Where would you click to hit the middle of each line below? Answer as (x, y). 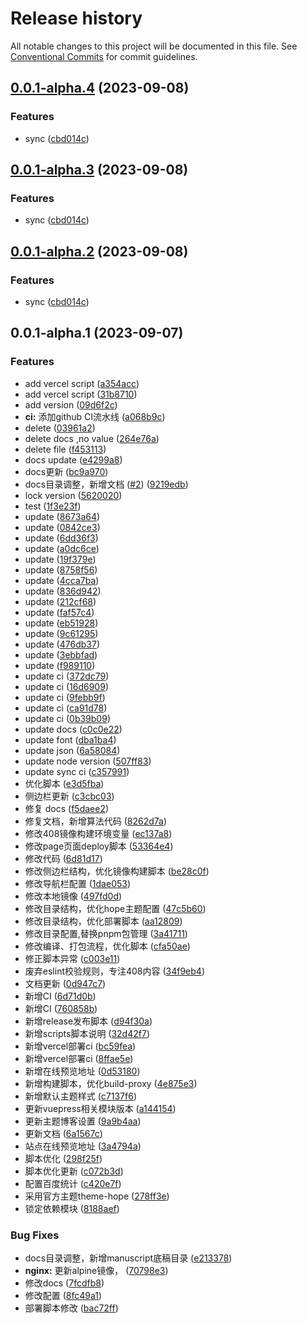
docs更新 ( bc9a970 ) (66, 471)
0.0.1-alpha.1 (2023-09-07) (97, 333)
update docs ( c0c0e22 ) (73, 729)
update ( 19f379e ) (60, 559)
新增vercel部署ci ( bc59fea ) (80, 1046)
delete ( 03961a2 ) (60, 428)
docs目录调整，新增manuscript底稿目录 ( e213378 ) (128, 1258)
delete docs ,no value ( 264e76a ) (92, 438)
